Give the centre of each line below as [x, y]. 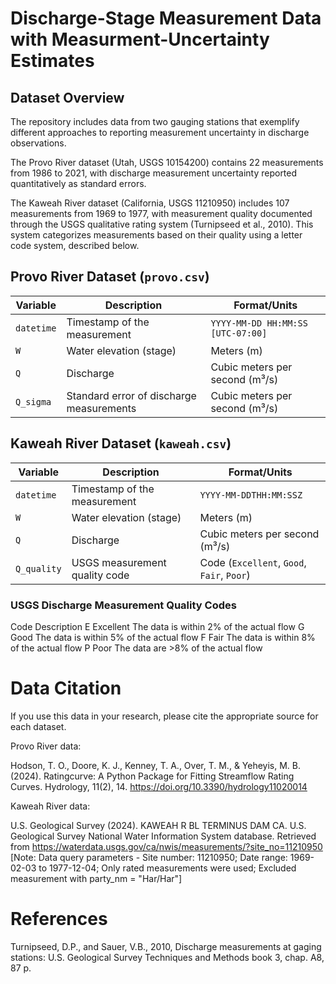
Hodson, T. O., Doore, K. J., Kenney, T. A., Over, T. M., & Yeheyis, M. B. [156, 765]
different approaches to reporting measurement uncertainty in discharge [160, 132]
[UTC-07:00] [239, 333]
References [59, 919]
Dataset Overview [67, 97]
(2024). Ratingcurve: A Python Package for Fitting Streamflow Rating [152, 776]
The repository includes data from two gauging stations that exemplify [155, 121]
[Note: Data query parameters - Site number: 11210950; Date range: [149, 857]
